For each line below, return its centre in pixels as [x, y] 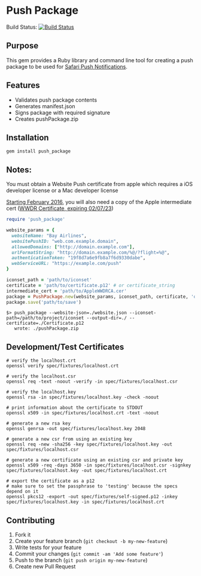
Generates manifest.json [45, 106]
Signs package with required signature [63, 112]
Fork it [23, 535]
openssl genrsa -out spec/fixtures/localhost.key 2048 [76, 429]
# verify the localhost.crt [41, 361]
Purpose [22, 46]
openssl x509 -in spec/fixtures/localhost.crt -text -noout [83, 413]
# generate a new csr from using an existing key [69, 439]
